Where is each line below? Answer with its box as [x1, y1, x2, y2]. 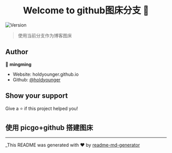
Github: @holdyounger [12, 76, 61, 82]
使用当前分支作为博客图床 [17, 32, 72, 38]
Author [5, 48, 28, 56]
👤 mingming [5, 61, 32, 67]
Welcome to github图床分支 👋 [23, 5, 149, 16]
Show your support [5, 92, 68, 100]
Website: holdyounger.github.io [12, 71, 79, 77]
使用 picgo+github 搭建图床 [5, 123, 93, 132]
